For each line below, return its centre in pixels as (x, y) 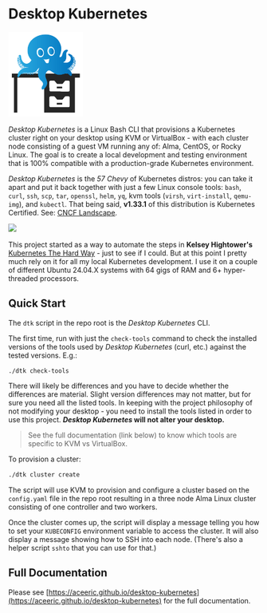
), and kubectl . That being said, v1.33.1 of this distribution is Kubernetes (137, 204)
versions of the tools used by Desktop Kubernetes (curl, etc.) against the (128, 346)
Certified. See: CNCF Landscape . (63, 213)
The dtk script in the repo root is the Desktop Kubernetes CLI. (109, 322)
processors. (59, 279)
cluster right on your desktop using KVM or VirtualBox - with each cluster (129, 138)
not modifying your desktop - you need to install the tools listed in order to (130, 411)
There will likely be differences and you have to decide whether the (119, 386)
